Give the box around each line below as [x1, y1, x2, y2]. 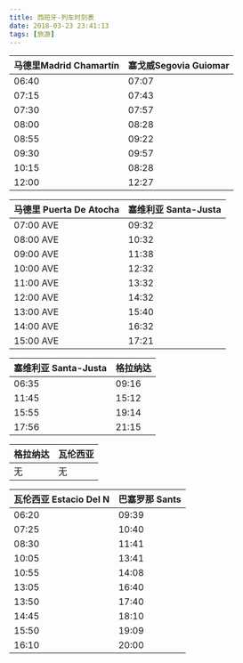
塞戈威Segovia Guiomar [127, 60, 230, 72]
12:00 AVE [13, 291, 60, 303]
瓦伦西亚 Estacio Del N [13, 493, 109, 505]
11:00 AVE [13, 277, 60, 289]
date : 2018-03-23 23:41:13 [9, 21, 109, 30]
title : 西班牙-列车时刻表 [9, 12, 95, 22]
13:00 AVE [13, 306, 60, 319]
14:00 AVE [13, 320, 60, 333]
